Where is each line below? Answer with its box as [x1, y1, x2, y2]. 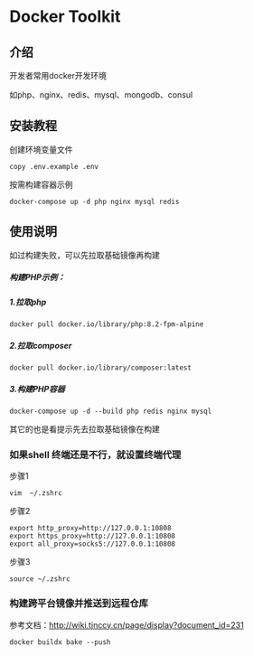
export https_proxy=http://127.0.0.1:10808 [9, 531, 176, 541]
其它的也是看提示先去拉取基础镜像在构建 [9, 423, 160, 435]
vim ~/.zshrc [9, 489, 63, 498]
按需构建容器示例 [9, 179, 73, 190]
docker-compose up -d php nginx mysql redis [9, 197, 180, 206]
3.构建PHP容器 [9, 383, 66, 394]
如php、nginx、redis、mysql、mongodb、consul [9, 89, 193, 100]
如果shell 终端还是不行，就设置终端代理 [9, 448, 182, 461]
